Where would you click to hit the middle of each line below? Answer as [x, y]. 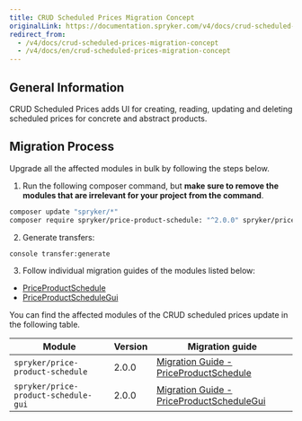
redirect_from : [38, 34]
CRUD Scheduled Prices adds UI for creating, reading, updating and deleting [151, 109]
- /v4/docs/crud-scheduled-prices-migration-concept [118, 43]
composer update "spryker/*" [64, 212]
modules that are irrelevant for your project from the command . [143, 195]
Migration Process [62, 147]
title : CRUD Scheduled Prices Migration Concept [102, 18]
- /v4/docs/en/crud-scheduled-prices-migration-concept [124, 51]
